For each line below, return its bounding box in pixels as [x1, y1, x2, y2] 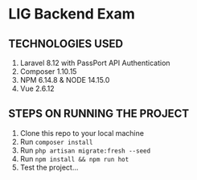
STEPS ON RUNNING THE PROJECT [8, 107, 190, 121]
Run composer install [19, 137, 93, 146]
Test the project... [19, 162, 79, 172]
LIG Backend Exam [8, 5, 135, 23]
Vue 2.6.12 [19, 84, 55, 93]
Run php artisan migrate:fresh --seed [19, 145, 151, 155]
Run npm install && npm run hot [19, 153, 129, 163]
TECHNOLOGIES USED [8, 37, 123, 51]
